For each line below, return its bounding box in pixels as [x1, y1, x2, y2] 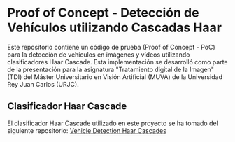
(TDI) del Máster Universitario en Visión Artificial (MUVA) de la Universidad [7, 72, 222, 81]
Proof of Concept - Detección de [7, 5, 199, 21]
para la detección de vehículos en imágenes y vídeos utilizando [7, 50, 190, 59]
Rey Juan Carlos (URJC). [7, 80, 79, 88]
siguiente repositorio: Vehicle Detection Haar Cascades [7, 126, 166, 134]
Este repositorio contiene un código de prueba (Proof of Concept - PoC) [7, 43, 215, 51]
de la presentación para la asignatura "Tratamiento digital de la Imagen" [7, 65, 215, 73]
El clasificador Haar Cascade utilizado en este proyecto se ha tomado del [7, 119, 218, 127]
